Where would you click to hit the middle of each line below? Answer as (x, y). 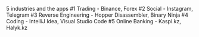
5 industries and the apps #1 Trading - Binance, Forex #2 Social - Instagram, (100, 9)
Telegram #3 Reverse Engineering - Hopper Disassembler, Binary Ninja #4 (97, 15)
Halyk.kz (17, 27)
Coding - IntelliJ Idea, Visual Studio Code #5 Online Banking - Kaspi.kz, (94, 21)
